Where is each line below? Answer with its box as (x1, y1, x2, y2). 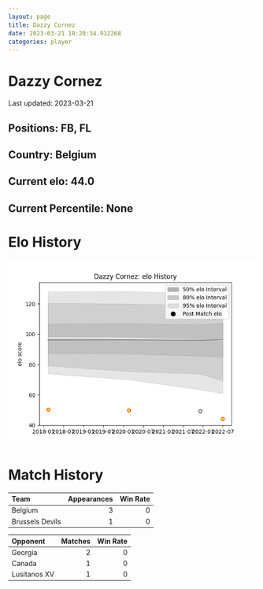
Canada (11, 559, 37, 569)
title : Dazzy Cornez (8, 20, 76, 29)
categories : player (8, 38, 72, 46)
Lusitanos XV (11, 569, 55, 579)
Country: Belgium (8, 148, 97, 161)
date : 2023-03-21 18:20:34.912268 (8, 29, 122, 37)
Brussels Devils (11, 517, 61, 526)
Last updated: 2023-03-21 (8, 98, 94, 108)
